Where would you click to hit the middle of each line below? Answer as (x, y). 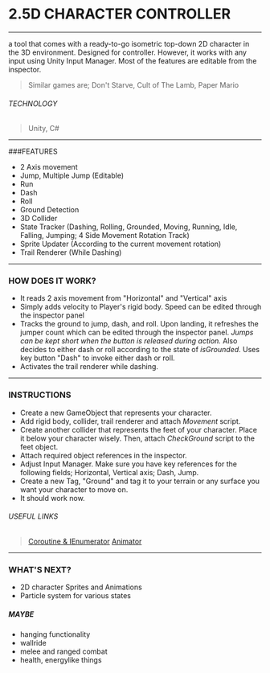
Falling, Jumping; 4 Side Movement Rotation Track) (105, 236)
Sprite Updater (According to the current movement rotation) (121, 244)
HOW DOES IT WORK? (52, 281)
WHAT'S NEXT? (40, 569)
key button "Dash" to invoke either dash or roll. (97, 358)
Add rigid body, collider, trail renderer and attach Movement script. (130, 421)
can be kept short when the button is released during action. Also (129, 341)
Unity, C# (44, 129)
